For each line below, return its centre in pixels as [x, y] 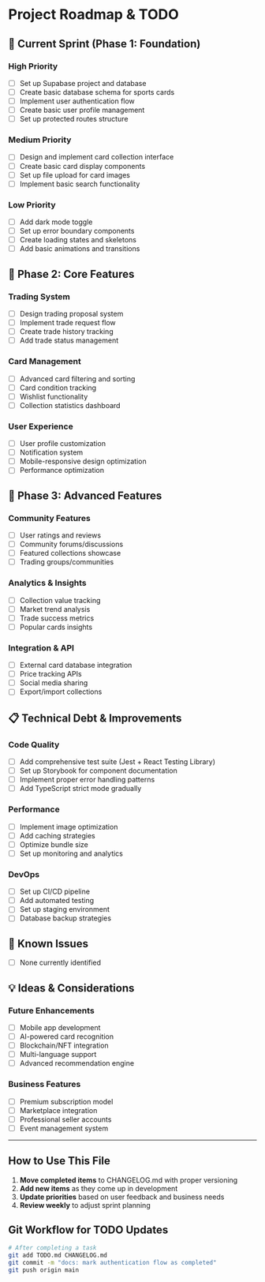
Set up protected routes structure [74, 119]
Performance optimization [62, 470]
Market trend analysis [55, 609]
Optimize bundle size [54, 844]
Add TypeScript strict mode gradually [80, 789]
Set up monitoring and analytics [71, 853]
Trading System [39, 296]
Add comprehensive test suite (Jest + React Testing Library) [117, 762]
